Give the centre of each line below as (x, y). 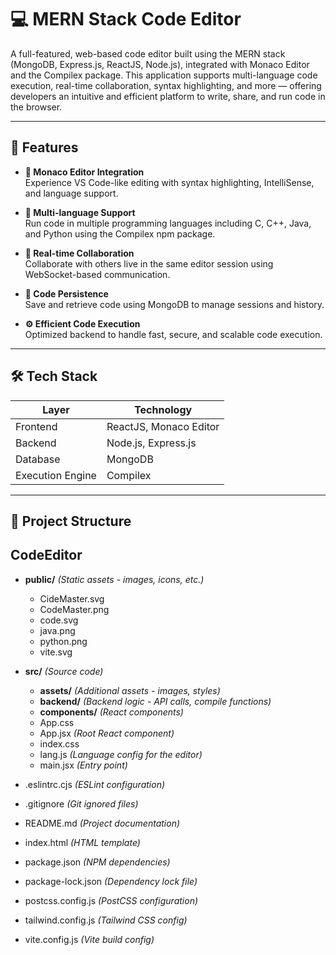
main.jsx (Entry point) (83, 765)
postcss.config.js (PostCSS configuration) (111, 900)
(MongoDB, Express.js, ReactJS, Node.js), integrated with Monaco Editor (160, 64)
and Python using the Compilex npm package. (120, 233)
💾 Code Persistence (66, 293)
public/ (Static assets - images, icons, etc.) (114, 579)
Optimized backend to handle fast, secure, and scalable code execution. (173, 334)
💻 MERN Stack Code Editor (126, 19)
